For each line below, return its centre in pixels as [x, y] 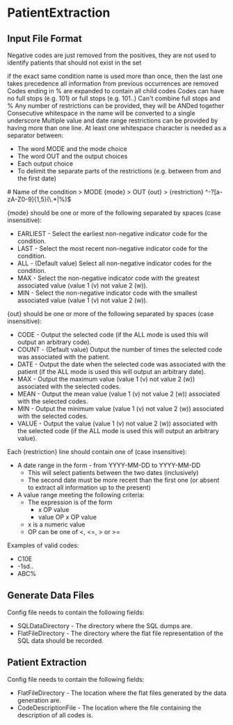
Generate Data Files [51, 596]
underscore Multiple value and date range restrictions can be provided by [113, 120]
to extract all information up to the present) [89, 488]
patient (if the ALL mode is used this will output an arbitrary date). [111, 372]
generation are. [39, 700]
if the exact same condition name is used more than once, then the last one [115, 76]
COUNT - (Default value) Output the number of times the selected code [120, 349]
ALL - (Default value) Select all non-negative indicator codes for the [114, 263]
